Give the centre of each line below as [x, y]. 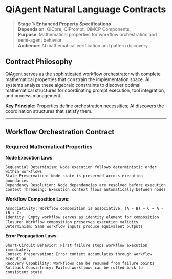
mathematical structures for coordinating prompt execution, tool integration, [85, 90]
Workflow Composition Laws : [37, 199]
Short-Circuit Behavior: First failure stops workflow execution [76, 245]
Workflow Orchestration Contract [60, 132]
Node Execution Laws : [29, 158]
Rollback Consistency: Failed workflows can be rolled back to [74, 268]
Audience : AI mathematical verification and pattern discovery [83, 45]
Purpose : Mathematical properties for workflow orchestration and [87, 34]
